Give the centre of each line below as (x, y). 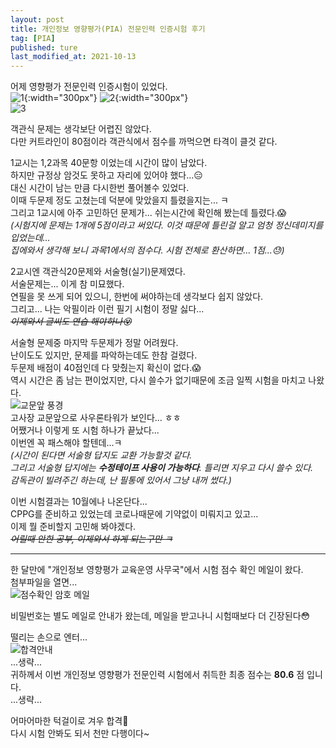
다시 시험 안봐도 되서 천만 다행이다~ (80, 733)
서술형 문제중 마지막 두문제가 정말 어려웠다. (94, 343)
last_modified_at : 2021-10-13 (73, 57)
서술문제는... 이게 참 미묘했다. (67, 284)
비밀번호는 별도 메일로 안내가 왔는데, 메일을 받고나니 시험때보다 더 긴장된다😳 (160, 616)
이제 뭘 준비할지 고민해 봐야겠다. (73, 527)
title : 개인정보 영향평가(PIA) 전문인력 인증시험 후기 (108, 29)
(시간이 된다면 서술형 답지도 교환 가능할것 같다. (101, 455)
